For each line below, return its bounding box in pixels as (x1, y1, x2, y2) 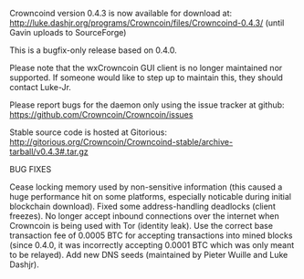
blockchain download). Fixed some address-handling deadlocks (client (9, 201, 276, 212)
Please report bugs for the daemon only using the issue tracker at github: (9, 99, 285, 110)
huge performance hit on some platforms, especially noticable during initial (9, 191, 292, 201)
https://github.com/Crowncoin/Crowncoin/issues (9, 109, 194, 119)
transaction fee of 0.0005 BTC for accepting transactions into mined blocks (9, 230, 293, 241)
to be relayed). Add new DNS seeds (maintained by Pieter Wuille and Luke (9, 250, 288, 260)
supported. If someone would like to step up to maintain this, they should (9, 72, 283, 83)
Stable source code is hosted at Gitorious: (9, 127, 167, 138)
